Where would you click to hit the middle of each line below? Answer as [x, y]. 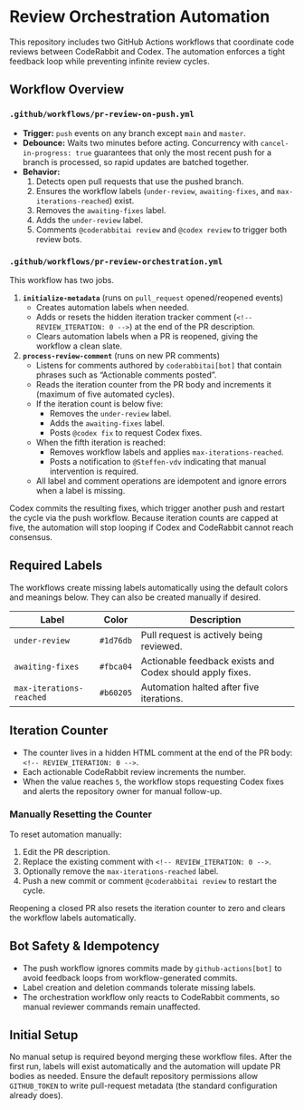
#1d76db [116, 640]
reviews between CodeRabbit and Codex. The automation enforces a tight [147, 51]
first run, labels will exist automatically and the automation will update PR [145, 1066]
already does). [36, 1095]
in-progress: [47, 153]
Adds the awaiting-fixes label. [107, 423]
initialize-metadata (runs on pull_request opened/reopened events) [152, 298]
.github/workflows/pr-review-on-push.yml [102, 114]
